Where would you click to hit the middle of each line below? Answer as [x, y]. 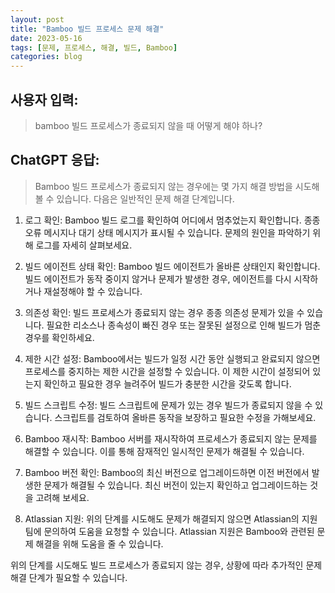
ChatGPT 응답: [55, 160]
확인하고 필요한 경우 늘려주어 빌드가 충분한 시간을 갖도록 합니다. [167, 383]
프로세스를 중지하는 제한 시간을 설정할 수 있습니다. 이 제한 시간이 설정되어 [167, 371]
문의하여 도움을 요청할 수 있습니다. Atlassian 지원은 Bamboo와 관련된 [179, 531]
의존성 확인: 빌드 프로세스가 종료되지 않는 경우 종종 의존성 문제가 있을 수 [164, 312]
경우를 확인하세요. [59, 337]
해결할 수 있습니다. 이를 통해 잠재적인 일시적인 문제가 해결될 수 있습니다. [164, 451]
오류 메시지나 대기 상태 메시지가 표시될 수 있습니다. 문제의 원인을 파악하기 [167, 232]
